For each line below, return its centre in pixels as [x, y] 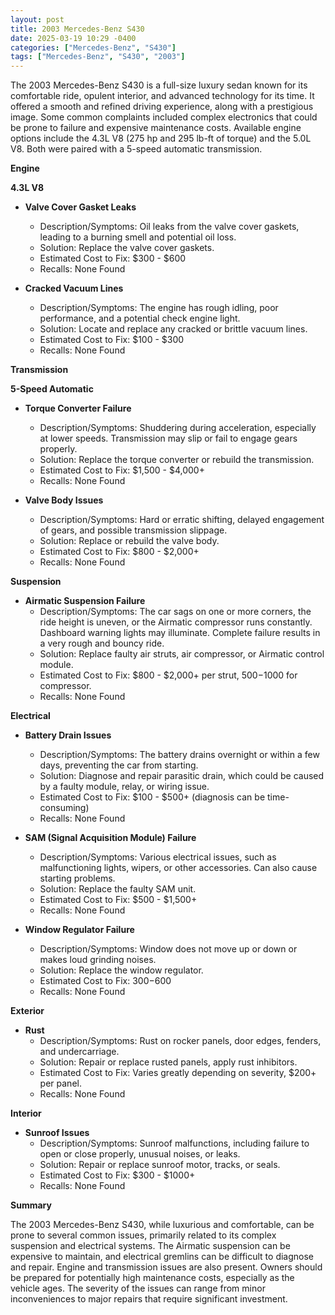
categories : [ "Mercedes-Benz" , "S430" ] [93, 47]
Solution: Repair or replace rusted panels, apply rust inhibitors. [168, 1062]
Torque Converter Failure [78, 408]
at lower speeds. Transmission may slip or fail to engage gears [168, 438]
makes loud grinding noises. [98, 960]
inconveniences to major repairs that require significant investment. [149, 1299]
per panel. [60, 1083]
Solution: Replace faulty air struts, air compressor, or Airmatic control [182, 654]
